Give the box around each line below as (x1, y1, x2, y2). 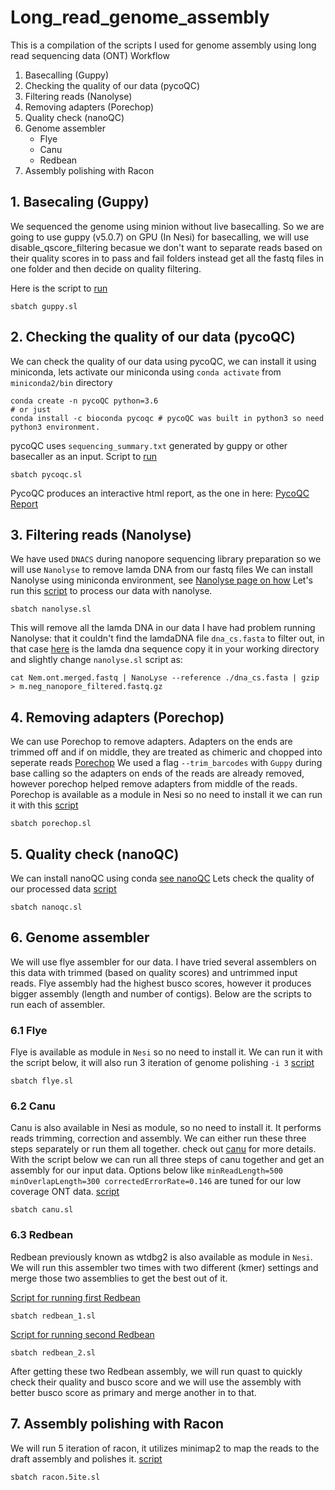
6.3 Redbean (10, 1228, 74, 1242)
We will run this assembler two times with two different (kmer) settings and (10, 1261, 319, 1273)
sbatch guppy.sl (10, 301, 78, 311)
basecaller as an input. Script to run (10, 450, 158, 462)
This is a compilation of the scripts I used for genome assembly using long (10, 39, 317, 51)
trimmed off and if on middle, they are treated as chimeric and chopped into (10, 746, 323, 758)
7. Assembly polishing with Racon (10, 1416, 225, 1433)
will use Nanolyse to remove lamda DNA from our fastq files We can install (10, 564, 313, 576)
